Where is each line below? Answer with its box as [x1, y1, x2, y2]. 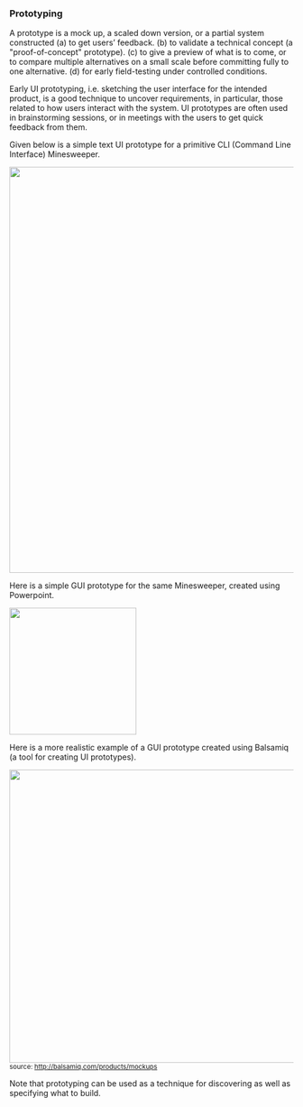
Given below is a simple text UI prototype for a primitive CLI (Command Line [9, 139, 291, 151]
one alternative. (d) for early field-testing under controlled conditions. [9, 66, 268, 77]
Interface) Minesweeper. [9, 149, 101, 160]
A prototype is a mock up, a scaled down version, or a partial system [9, 28, 264, 39]
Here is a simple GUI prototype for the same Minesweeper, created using [9, 580, 280, 591]
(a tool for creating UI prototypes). [9, 752, 137, 762]
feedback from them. [9, 122, 87, 133]
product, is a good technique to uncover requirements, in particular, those [9, 93, 284, 104]
